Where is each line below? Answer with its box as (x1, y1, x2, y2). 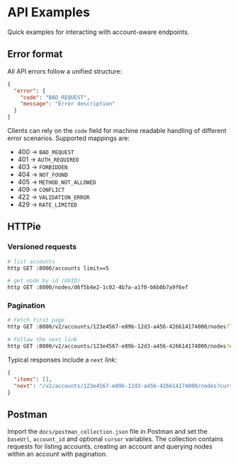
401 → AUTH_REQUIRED (17, 155, 79, 163)
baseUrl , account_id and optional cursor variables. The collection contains (7, 435, 224, 443)
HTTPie (7, 221, 41, 233)
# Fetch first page (7, 316, 65, 324)
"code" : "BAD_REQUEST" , (20, 93, 91, 101)
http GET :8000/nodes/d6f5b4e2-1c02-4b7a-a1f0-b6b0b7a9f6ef (7, 284, 189, 291)
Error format (7, 48, 63, 60)
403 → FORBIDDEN (17, 163, 68, 171)
